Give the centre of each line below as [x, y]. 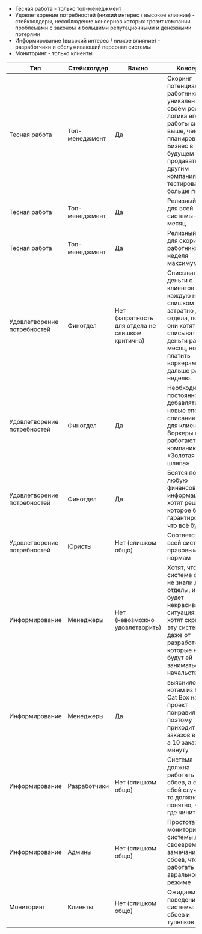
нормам [179, 557]
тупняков [181, 922]
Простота [181, 822]
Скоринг [180, 78]
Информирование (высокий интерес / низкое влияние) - [87, 41]
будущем [181, 154]
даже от [179, 635]
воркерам [182, 363]
